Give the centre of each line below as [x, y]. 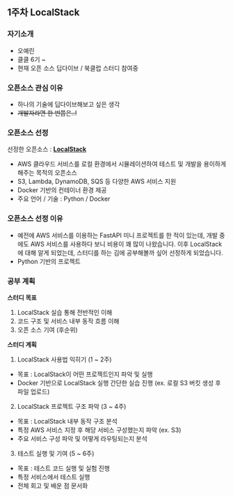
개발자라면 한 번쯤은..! [47, 113]
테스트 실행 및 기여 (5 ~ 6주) [56, 453]
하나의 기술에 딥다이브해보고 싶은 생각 [69, 104]
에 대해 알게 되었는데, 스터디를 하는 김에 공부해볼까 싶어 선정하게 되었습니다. [120, 252]
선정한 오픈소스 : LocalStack [47, 149]
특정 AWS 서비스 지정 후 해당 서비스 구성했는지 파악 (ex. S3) [99, 430]
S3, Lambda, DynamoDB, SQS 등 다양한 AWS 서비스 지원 [97, 181]
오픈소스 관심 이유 [35, 88]
